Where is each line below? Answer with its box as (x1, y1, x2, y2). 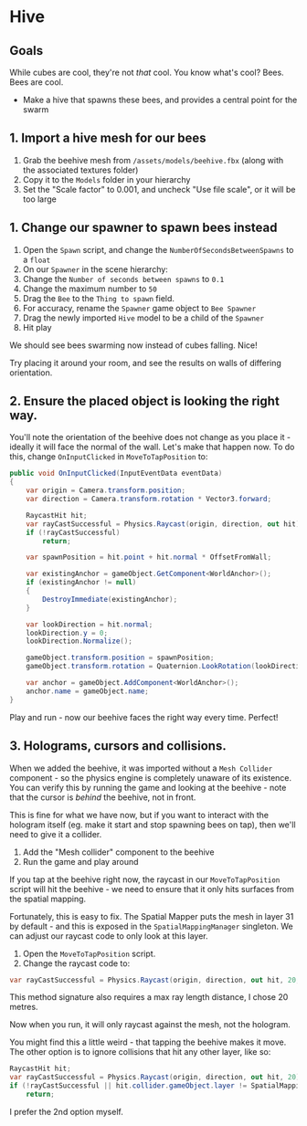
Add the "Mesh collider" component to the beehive (22, 847, 215, 858)
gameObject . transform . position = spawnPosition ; (26, 653, 215, 663)
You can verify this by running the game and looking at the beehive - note (9, 782, 287, 793)
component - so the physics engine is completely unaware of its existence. (9, 772, 292, 783)
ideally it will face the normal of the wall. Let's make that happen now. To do (9, 441, 295, 453)
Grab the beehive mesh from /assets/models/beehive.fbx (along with (22, 154, 284, 165)
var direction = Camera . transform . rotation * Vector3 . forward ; (26, 495, 272, 504)
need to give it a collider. (9, 828, 102, 839)
